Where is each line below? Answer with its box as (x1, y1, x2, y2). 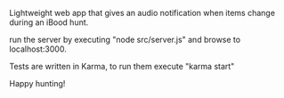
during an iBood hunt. (9, 17, 89, 28)
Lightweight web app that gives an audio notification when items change (9, 8, 276, 18)
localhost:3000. (9, 44, 67, 54)
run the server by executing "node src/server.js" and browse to (9, 35, 241, 45)
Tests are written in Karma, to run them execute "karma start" (9, 61, 235, 71)
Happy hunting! (9, 78, 66, 88)
